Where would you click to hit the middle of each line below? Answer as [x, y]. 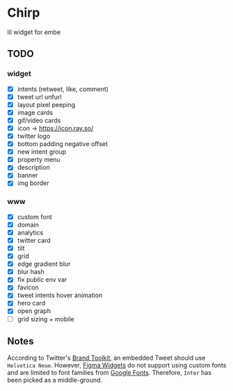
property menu [39, 160]
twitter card [34, 240]
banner [27, 175]
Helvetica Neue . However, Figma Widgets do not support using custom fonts [117, 365]
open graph [34, 311]
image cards [35, 112]
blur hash [31, 272]
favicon [28, 287]
